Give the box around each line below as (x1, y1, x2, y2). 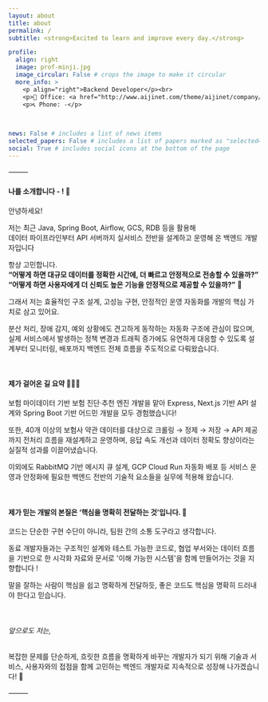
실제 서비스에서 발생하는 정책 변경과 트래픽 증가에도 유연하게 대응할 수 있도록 (8, 333, 247, 343)
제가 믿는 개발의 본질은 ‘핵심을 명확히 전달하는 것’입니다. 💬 (8, 507, 187, 517)
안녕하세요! (8, 205, 43, 216)
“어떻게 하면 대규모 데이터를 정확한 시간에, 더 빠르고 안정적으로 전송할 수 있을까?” (8, 269, 259, 280)
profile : (8, 49, 37, 57)
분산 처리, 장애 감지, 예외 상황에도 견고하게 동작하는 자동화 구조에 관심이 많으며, (8, 323, 255, 333)
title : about (8, 19, 52, 27)
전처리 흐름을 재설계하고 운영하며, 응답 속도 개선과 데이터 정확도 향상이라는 (22, 435, 255, 445)
